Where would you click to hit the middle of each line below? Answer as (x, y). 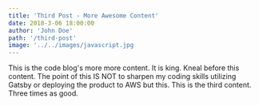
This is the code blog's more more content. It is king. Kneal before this (124, 68)
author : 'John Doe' (41, 30)
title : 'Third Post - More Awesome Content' (84, 16)
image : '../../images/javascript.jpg (71, 45)
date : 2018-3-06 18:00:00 (51, 23)
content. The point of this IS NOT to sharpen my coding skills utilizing (122, 77)
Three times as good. (43, 93)
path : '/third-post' (43, 38)
